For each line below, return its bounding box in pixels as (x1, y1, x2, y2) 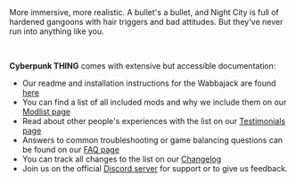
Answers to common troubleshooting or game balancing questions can (21, 135, 284, 146)
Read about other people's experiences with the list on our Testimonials (21, 116, 286, 126)
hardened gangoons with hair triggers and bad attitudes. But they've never (9, 17, 284, 27)
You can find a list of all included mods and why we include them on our (21, 97, 287, 107)
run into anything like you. (9, 26, 104, 37)
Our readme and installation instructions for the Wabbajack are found (21, 78, 276, 88)
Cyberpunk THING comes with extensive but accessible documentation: (9, 61, 276, 71)
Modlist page (21, 106, 71, 117)
